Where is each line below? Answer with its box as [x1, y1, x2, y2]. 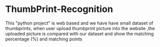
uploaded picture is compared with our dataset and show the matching [5, 30, 154, 36]
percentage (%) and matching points [5, 36, 83, 42]
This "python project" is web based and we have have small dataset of [5, 20, 154, 26]
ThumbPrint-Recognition [5, 3, 113, 15]
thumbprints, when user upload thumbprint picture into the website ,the [5, 25, 155, 31]
